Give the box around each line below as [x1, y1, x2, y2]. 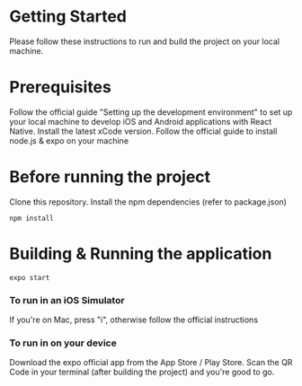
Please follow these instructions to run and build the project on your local [9, 36, 280, 47]
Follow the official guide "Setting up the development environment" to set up [9, 106, 293, 118]
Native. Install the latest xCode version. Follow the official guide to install [9, 126, 278, 136]
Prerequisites [9, 77, 112, 98]
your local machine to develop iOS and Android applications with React [9, 116, 272, 127]
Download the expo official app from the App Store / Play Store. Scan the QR [9, 357, 293, 368]
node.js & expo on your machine [9, 135, 129, 145]
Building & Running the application [9, 244, 272, 264]
